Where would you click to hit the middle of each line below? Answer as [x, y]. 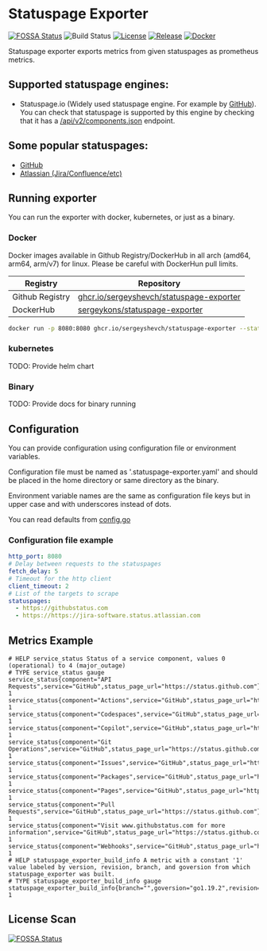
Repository [159, 283]
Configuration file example [61, 539]
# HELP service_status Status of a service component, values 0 [117, 659]
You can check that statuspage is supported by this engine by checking [137, 112]
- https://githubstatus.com [62, 609]
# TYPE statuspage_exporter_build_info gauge [85, 881]
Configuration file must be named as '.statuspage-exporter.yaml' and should [133, 472]
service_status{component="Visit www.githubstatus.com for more [117, 825]
